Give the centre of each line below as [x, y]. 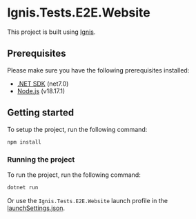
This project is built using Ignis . [51, 32]
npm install [24, 142]
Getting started [41, 113]
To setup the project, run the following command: [77, 129]
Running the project [41, 160]
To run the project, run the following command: [74, 175]
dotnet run [23, 187]
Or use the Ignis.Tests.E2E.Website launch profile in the [87, 200]
